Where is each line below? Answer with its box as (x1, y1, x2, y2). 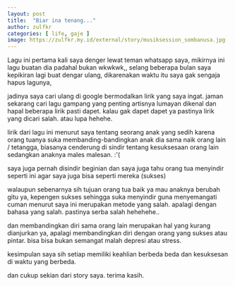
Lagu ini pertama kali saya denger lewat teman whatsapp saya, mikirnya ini (7, 56, 225, 64)
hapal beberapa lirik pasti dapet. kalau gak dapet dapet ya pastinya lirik (7, 107, 215, 116)
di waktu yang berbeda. (7, 258, 76, 266)
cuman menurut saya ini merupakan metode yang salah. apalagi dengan (7, 200, 217, 209)
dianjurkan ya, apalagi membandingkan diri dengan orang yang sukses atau (7, 229, 228, 237)
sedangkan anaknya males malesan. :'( (7, 151, 121, 159)
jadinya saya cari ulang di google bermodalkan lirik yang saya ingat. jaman (7, 92, 224, 101)
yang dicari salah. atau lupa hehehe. (7, 114, 113, 123)
